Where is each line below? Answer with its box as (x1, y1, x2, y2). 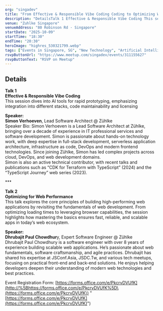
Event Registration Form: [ (5, 280, 57, 286)
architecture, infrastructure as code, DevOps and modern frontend (5, 144, 138, 150)
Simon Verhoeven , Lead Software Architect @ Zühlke (5, 118, 113, 124)
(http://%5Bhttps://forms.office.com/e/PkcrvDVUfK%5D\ (5, 285, 119, 291)
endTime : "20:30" (5, 39, 40, 44)
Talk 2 (5, 188, 18, 195)
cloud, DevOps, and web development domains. (5, 154, 101, 160)
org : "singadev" (5, 7, 38, 12)
